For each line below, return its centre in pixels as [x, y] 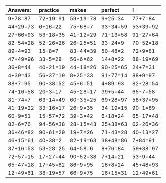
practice [49, 10]
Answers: [19, 10]
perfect [110, 10]
